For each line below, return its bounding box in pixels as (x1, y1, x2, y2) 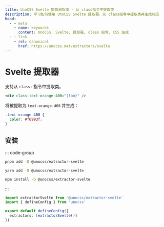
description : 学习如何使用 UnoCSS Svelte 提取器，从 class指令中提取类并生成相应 (5, 12, 160, 17)
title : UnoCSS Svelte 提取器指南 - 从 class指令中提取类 (5, 7, 115, 12)
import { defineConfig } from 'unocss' (5, 200, 86, 205)
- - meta (9, 21, 27, 26)
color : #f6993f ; (9, 117, 42, 122)
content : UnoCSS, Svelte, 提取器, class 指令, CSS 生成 (18, 30, 129, 35)
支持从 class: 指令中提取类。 (5, 83, 63, 89)
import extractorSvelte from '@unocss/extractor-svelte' (5, 195, 123, 200)
